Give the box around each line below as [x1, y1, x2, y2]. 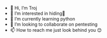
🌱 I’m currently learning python [10, 16, 75, 22]
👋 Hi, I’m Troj [10, 5, 37, 11]
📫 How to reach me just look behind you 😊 [10, 27, 102, 33]
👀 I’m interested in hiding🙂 [10, 10, 65, 16]
